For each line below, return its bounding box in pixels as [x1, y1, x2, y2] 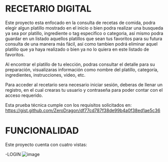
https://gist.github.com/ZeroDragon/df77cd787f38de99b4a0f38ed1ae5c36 [5, 107, 160, 113]
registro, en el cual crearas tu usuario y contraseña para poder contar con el [5, 87, 163, 93]
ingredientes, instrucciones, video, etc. [5, 72, 86, 78]
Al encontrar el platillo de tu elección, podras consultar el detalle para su [5, 61, 155, 67]
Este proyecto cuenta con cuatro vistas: [5, 141, 88, 147]
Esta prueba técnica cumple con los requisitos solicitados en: [5, 102, 132, 108]
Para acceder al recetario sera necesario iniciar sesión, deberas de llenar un [5, 81, 163, 88]
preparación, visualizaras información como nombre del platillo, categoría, [5, 66, 159, 73]
